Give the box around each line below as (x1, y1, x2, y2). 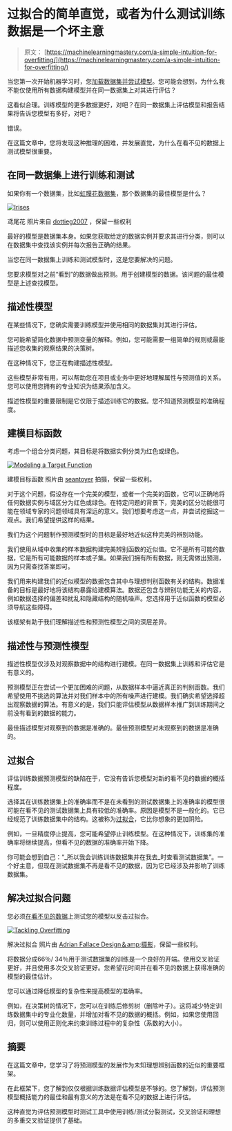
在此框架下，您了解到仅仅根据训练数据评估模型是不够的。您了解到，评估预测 (7, 1084, 225, 1092)
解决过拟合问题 (7, 892, 71, 904)
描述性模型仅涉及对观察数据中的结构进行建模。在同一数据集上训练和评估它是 (7, 660, 225, 668)
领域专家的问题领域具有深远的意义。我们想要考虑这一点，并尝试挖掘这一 (19, 507, 225, 515)
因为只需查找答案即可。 (7, 562, 74, 571)
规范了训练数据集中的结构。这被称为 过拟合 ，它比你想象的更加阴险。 (12, 815, 207, 823)
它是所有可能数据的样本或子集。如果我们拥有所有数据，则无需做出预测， (19, 554, 225, 562)
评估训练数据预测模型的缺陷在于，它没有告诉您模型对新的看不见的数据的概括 (7, 774, 225, 782)
